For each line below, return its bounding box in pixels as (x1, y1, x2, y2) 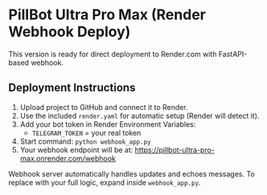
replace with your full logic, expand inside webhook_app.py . (8, 177, 201, 187)
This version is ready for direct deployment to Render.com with (8, 49, 217, 59)
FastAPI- (218, 49, 248, 59)
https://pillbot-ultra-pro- (134, 144, 215, 154)
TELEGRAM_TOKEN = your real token (31, 128, 142, 137)
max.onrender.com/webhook (19, 153, 117, 163)
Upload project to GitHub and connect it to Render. (19, 102, 188, 112)
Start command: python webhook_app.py (19, 136, 151, 146)
